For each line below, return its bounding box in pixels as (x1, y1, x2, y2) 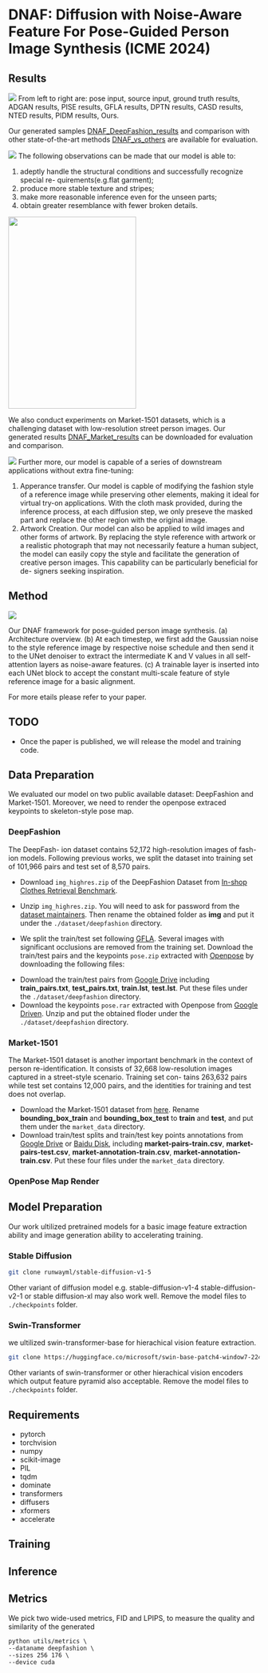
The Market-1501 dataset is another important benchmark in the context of (8, 1055, 254, 1065)
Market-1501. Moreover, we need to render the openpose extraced (8, 798, 227, 807)
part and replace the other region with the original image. (19, 515, 208, 525)
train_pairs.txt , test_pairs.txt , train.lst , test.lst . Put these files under (19, 983, 248, 993)
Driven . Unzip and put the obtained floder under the (19, 1008, 191, 1018)
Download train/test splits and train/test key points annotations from (19, 1131, 243, 1140)
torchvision (19, 1438, 57, 1447)
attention (8, 659, 37, 669)
